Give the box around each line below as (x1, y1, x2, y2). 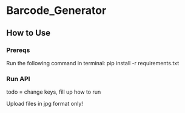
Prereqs (6, 46, 30, 54)
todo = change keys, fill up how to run (6, 88, 101, 95)
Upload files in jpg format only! (6, 100, 84, 108)
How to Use (6, 28, 51, 38)
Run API (6, 74, 30, 83)
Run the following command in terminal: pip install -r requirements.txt (6, 59, 180, 66)
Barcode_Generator (6, 4, 107, 18)
